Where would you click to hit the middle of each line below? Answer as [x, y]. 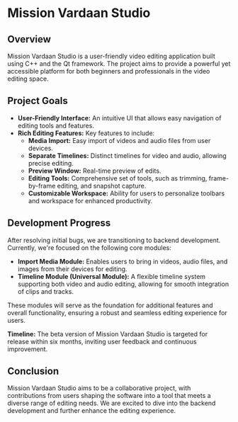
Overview [29, 39]
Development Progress [59, 223]
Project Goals [38, 101]
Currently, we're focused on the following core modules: [90, 247]
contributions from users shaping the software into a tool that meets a [109, 396]
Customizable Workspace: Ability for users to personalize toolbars [126, 193]
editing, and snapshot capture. [102, 186]
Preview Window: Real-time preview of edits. [95, 171]
